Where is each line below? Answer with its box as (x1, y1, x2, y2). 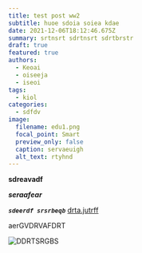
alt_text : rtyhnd (15, 152, 73, 160)
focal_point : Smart (15, 130, 81, 138)
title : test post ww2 (8, 11, 81, 20)
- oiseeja (15, 71, 48, 79)
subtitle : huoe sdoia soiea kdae (8, 19, 120, 27)
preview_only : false (15, 137, 84, 146)
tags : (8, 85, 26, 94)
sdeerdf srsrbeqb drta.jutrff (8, 205, 99, 215)
